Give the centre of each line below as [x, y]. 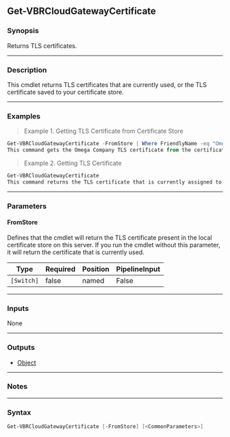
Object [26, 362]
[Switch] [25, 280]
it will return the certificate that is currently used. [76, 252]
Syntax [19, 412]
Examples [24, 116]
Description [27, 70]
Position [95, 269]
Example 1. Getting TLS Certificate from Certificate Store [103, 131]
